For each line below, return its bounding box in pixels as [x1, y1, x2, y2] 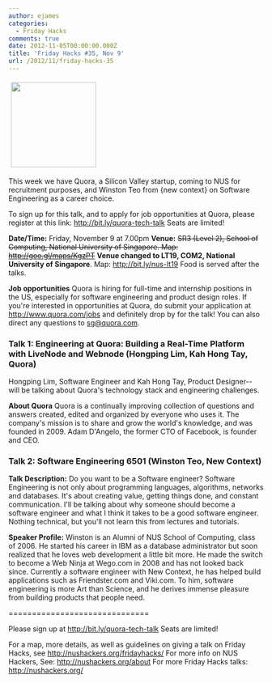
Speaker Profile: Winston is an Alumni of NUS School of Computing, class [8, 532, 256, 542]
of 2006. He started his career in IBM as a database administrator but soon [8, 541, 258, 551]
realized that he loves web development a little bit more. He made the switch [8, 549, 263, 559]
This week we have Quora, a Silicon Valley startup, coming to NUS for [8, 176, 241, 186]
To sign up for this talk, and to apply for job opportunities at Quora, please [8, 209, 255, 218]
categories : [8, 19, 49, 28]
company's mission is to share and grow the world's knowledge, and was [8, 418, 253, 428]
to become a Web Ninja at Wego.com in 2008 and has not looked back [8, 558, 244, 568]
